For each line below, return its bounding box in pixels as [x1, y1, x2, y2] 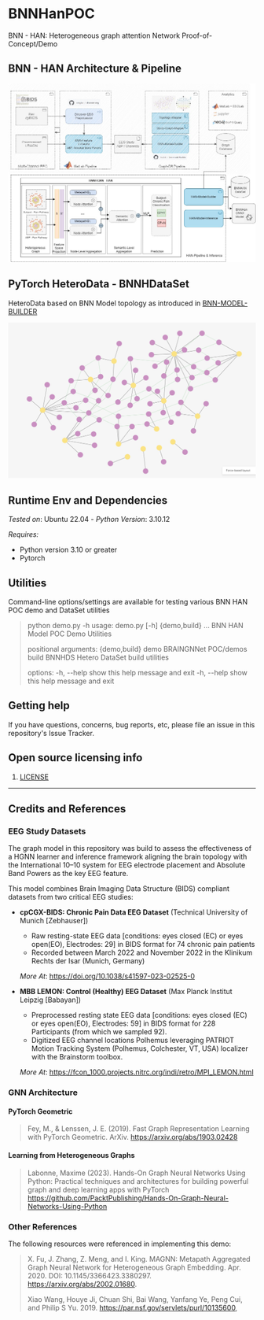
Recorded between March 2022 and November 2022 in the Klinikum [31, 948, 253, 957]
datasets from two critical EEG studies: [8, 893, 134, 902]
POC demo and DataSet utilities [8, 605, 110, 615]
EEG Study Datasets [8, 826, 86, 837]
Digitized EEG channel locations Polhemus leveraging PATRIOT [31, 1036, 234, 1045]
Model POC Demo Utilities [27, 629, 112, 638]
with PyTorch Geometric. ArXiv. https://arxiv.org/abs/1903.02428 [27, 1133, 238, 1142]
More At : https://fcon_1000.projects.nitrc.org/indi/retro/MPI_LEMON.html [19, 1067, 254, 1077]
